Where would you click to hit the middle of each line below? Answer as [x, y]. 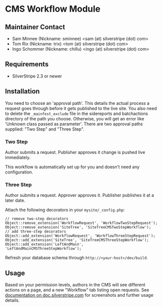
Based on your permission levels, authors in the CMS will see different [75, 285]
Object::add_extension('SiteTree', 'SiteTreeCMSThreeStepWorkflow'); [77, 240]
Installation [22, 91]
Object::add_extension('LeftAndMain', [44, 245]
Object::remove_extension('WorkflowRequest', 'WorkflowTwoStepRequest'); [81, 223]
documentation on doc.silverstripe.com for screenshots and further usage [79, 295]
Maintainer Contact [35, 27]
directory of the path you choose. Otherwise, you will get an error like [75, 118]
